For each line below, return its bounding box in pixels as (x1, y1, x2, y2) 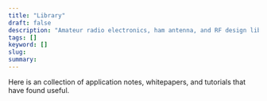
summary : (8, 56, 37, 64)
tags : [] (8, 33, 37, 42)
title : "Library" (8, 11, 66, 20)
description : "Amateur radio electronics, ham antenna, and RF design (8, 26, 247, 34)
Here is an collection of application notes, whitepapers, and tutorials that (8, 77, 246, 87)
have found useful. (8, 85, 70, 95)
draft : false (8, 19, 52, 27)
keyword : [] (8, 41, 48, 49)
